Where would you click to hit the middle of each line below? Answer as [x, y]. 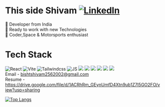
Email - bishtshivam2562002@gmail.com [47, 74]
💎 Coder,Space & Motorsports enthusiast [47, 35]
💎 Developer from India [29, 24]
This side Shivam [41, 11]
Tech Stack [29, 55]
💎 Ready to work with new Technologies [46, 29]
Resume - [15, 79]
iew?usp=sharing [23, 90]
